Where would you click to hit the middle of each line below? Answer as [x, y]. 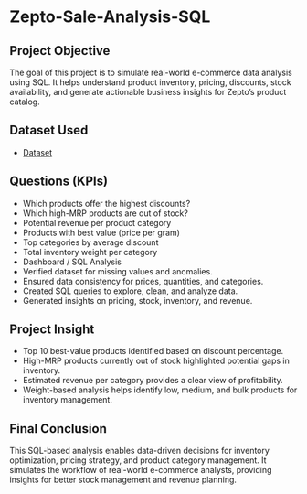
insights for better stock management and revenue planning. [123, 480]
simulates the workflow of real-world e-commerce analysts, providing [141, 470]
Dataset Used [49, 130]
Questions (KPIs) [58, 182]
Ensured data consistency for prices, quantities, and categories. [143, 281]
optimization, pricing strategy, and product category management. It [138, 460]
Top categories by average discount [90, 242]
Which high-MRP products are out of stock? [106, 213]
